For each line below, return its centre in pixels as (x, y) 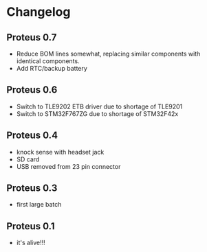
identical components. (48, 61)
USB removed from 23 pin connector (68, 166)
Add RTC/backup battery (52, 68)
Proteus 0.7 (32, 37)
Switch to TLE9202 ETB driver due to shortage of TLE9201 (99, 106)
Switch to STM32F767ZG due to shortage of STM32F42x (97, 113)
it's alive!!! (31, 243)
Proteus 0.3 (32, 188)
